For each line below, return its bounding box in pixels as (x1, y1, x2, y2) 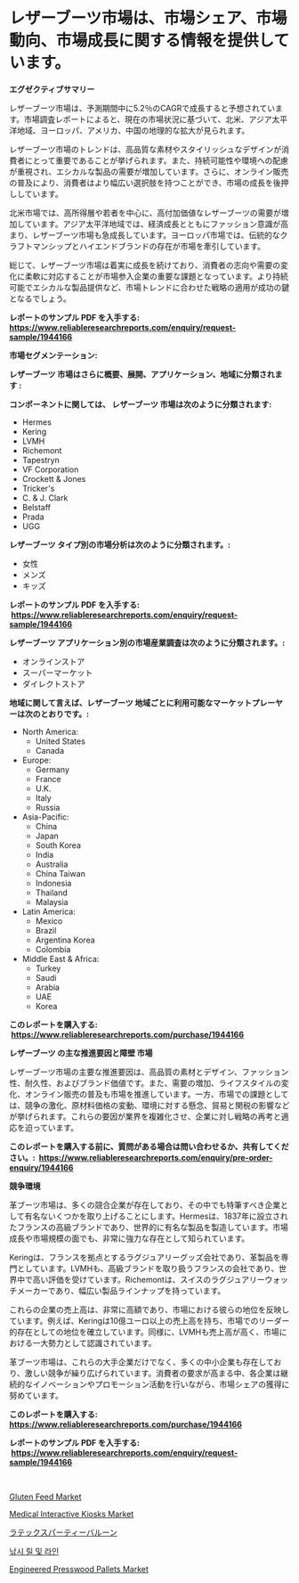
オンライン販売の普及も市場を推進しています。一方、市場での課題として (24, 1089, 289, 1099)
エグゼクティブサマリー (9, 84, 95, 94)
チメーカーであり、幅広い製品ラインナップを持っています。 (9, 1285, 226, 1296)
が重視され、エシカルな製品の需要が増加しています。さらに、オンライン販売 (9, 166, 289, 176)
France (35, 773, 62, 784)
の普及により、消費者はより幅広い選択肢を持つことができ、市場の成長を (9, 177, 273, 188)
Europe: (21, 755, 52, 765)
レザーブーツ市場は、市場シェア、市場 (9, 8, 287, 29)
